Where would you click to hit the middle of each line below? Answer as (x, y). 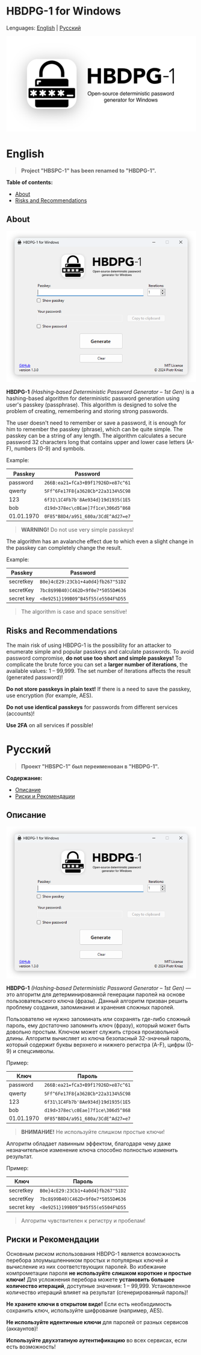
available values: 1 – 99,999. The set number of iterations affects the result (99, 671)
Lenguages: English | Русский (44, 28)
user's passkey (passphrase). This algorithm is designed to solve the (91, 405)
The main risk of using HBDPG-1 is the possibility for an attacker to (89, 645)
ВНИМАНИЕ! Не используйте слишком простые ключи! (93, 1131)
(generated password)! (35, 677)
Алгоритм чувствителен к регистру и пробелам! (83, 1220)
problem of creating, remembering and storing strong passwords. (87, 411)
